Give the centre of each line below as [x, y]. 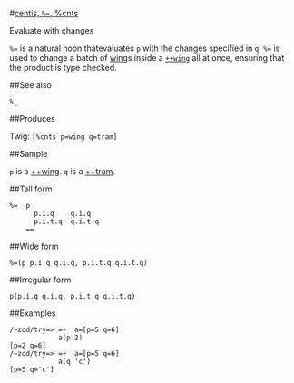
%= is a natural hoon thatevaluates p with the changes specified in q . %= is [145, 48]
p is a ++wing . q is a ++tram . [63, 171]
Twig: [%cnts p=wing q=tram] [64, 136]
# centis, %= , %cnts [44, 13]
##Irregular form [40, 280]
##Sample [29, 154]
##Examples [33, 313]
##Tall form [31, 189]
